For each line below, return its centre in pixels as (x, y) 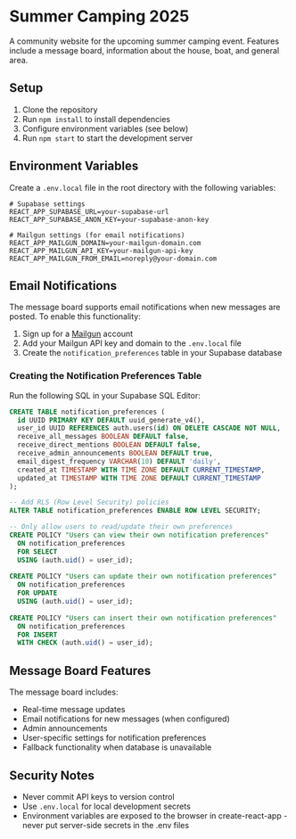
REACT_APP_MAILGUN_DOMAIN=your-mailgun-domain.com (105, 243)
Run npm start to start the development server (107, 138)
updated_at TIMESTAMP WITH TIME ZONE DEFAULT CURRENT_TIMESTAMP (139, 478)
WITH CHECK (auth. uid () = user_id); (85, 643)
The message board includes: (64, 692)
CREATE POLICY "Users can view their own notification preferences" (139, 535)
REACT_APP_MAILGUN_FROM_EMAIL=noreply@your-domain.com (113, 259)
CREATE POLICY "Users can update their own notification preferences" (143, 577)
